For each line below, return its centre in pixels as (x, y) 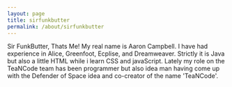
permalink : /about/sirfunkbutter (56, 26)
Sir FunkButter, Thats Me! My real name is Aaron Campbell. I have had (108, 47)
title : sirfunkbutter (39, 20)
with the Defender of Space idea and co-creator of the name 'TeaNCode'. (113, 76)
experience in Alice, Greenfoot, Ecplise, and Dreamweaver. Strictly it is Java (116, 54)
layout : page (26, 14)
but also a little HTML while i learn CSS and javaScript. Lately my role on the (116, 61)
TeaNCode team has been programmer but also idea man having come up (114, 69)
